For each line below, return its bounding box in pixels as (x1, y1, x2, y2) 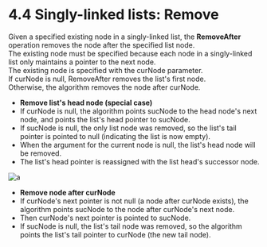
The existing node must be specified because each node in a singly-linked (8, 48, 253, 58)
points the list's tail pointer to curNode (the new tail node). (19, 230, 211, 239)
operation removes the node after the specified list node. (8, 40, 195, 49)
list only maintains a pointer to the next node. (8, 57, 156, 67)
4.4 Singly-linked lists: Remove (8, 6, 219, 24)
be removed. (19, 149, 62, 158)
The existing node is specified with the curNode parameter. (8, 65, 203, 75)
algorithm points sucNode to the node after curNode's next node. (19, 204, 235, 214)
